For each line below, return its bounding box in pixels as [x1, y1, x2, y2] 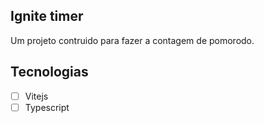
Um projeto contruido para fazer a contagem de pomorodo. [10, 34, 255, 46]
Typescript [24, 101, 70, 113]
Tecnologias [10, 64, 89, 81]
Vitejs [24, 90, 49, 102]
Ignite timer [10, 8, 84, 25]
